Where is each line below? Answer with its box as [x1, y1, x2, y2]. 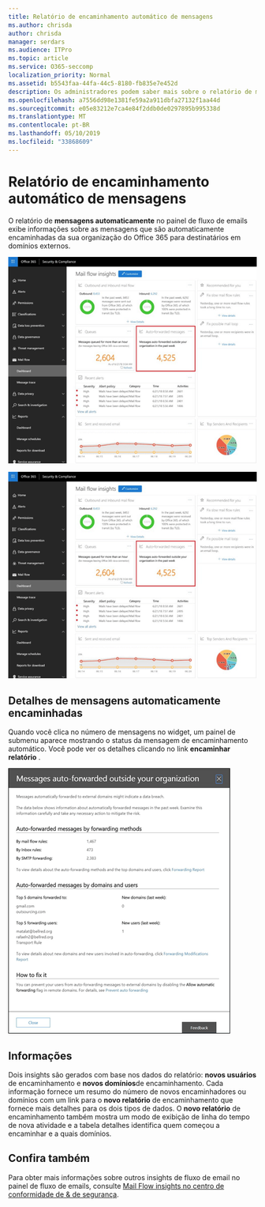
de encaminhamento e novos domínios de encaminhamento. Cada [8, 1078, 223, 1088]
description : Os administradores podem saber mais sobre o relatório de [8, 88, 252, 96]
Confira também [8, 1152, 91, 1165]
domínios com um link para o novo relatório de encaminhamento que [8, 1095, 233, 1104]
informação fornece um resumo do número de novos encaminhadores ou [8, 1087, 247, 1096]
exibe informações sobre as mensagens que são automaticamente [8, 224, 225, 233]
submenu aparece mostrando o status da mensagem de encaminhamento [8, 736, 248, 745]
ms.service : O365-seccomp [8, 63, 93, 71]
